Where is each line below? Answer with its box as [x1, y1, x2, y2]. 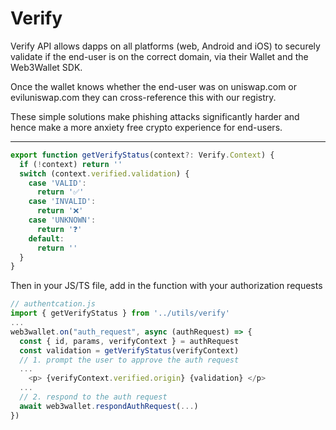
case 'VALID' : [28, 178, 87, 188]
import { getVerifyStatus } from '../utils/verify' [10, 308, 230, 319]
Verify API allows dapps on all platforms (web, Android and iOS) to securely [10, 40, 321, 52]
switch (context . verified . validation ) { [19, 168, 190, 179]
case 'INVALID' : [28, 197, 97, 207]
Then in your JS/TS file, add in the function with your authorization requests [10, 280, 323, 292]
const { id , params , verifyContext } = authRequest [19, 336, 240, 346]
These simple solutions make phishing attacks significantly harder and [10, 110, 300, 122]
